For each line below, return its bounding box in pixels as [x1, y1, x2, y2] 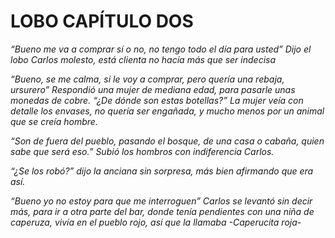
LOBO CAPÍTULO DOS [10, 10, 194, 33]
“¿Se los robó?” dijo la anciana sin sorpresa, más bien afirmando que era [10, 165, 314, 177]
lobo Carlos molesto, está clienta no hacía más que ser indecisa [10, 53, 277, 65]
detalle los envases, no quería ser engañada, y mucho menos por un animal [10, 105, 325, 117]
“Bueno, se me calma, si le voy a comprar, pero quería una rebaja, [10, 73, 285, 85]
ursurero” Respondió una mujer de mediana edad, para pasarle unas [10, 83, 296, 95]
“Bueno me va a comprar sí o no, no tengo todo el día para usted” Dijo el [10, 43, 312, 55]
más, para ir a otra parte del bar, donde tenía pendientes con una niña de [10, 205, 315, 217]
